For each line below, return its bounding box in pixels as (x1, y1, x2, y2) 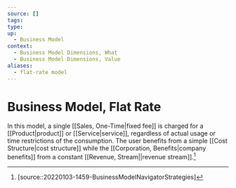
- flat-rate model (13, 68, 68, 75)
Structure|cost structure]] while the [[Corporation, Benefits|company (7, 144, 206, 152)
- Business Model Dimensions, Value (13, 56, 121, 63)
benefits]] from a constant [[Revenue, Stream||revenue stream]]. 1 (7, 152, 197, 161)
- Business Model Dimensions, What (13, 50, 118, 57)
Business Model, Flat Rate (7, 99, 162, 115)
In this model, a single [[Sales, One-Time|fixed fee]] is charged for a (7, 122, 204, 130)
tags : (7, 17, 23, 24)
